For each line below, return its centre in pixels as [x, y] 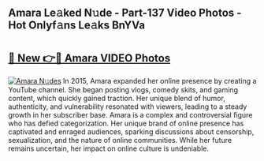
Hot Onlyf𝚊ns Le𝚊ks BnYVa [77, 26]
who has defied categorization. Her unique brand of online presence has [126, 123]
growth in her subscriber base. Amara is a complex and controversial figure [130, 115]
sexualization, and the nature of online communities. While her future [120, 140]
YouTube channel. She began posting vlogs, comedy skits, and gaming [123, 90]
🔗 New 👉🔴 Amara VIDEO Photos [89, 58]
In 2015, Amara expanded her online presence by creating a [160, 81]
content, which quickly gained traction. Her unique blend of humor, [117, 98]
